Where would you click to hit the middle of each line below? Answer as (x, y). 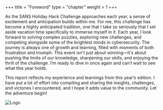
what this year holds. (26, 68)
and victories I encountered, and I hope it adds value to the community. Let (81, 88)
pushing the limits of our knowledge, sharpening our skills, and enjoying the (82, 58)
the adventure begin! (26, 93)
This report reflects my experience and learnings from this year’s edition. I (80, 78)
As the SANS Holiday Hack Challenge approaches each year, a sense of (78, 16)
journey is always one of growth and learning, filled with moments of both (80, 47)
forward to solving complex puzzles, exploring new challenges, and (73, 37)
